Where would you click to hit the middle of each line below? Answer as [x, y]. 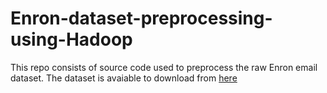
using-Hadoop [71, 39]
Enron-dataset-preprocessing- [141, 18]
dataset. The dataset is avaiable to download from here [124, 78]
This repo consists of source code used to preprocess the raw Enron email [164, 67]
